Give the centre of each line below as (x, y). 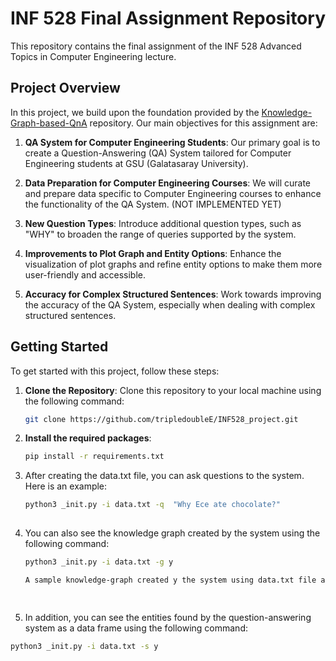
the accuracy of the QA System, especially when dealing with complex (170, 304)
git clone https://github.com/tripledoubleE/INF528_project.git (161, 419)
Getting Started (59, 347)
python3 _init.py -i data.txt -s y (84, 646)
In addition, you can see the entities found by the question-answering (168, 617)
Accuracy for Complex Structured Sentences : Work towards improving (173, 294)
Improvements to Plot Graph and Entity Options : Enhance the (153, 253)
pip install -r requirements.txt (94, 457)
